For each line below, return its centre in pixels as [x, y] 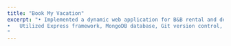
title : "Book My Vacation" [46, 13]
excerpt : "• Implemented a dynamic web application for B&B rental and [112, 20]
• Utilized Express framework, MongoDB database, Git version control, [115, 26]
